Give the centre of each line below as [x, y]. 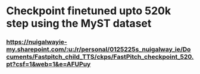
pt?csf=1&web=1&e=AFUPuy [49, 65]
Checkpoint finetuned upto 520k [89, 11]
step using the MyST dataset [79, 23]
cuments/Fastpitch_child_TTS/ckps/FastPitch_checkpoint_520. [100, 57]
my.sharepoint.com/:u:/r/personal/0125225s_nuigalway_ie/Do [99, 50]
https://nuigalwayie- [37, 42]
